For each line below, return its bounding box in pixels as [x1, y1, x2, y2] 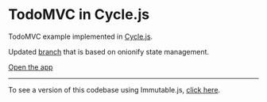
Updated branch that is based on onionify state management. [8, 47, 209, 56]
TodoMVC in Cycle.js [8, 6, 149, 24]
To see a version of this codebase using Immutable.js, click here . [8, 85, 221, 94]
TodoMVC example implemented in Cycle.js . [8, 32, 153, 41]
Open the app [8, 62, 53, 72]
